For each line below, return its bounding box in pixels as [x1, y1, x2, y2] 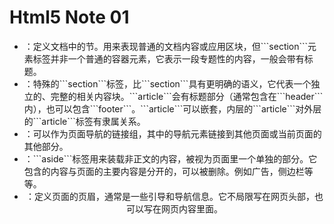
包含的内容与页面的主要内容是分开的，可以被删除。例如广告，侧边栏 [23, 165, 305, 177]
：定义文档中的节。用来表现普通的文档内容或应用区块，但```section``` [23, 40, 309, 52]
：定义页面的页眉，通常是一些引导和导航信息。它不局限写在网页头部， [25, 190, 315, 202]
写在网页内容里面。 [143, 202, 223, 215]
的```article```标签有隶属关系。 [23, 115, 146, 127]
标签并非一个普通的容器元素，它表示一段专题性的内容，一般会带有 [32, 52, 305, 65]
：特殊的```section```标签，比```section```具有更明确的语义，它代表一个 [23, 77, 312, 90]
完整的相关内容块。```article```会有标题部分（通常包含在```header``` [50, 90, 324, 102]
